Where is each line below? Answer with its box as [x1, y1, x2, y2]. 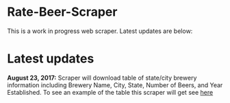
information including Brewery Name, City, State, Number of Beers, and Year [7, 80, 223, 89]
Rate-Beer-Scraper [7, 4, 118, 20]
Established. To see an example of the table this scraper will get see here [7, 88, 214, 96]
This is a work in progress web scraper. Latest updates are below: [7, 27, 193, 35]
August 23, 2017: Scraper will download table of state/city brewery [7, 73, 197, 82]
